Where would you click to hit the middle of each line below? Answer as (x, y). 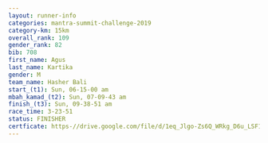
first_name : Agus (37, 60)
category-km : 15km (39, 30)
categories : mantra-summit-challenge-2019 (80, 23)
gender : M (25, 75)
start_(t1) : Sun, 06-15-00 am (59, 89)
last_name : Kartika (41, 68)
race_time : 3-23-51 (41, 112)
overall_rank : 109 (39, 38)
